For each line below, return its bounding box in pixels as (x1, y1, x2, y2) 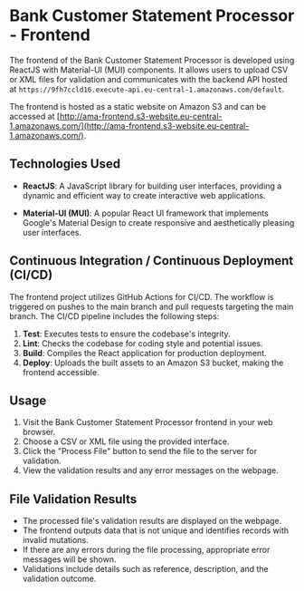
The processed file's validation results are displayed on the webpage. (22, 516, 282, 527)
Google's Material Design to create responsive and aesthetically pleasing (22, 217, 295, 228)
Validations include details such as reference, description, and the (22, 564, 269, 575)
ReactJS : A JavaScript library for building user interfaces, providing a (22, 180, 282, 191)
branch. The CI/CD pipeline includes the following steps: (9, 310, 220, 322)
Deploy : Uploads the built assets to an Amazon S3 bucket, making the (22, 357, 284, 368)
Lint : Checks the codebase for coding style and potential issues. (22, 337, 264, 349)
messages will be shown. (22, 554, 117, 565)
